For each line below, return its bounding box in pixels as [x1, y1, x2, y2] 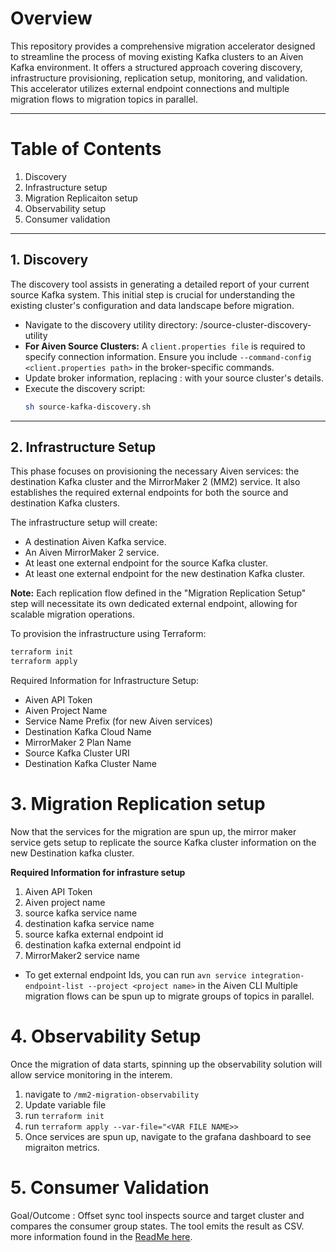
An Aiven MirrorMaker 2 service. [24, 547, 160, 559]
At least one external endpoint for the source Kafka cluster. [24, 557, 268, 569]
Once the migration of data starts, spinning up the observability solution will [10, 1058, 323, 1070]
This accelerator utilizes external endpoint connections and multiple [10, 82, 290, 94]
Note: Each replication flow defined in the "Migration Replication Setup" [10, 587, 307, 599]
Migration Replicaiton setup [24, 192, 138, 204]
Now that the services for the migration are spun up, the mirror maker [10, 826, 297, 838]
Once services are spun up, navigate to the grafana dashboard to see [24, 1131, 312, 1142]
